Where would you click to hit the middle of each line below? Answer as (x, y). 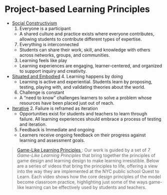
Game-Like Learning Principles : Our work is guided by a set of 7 (83, 150)
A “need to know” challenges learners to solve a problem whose (85, 97)
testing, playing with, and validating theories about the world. (82, 87)
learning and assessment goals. (52, 140)
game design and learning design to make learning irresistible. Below (88, 160)
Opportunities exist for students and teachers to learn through (83, 113)
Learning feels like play (43, 60)
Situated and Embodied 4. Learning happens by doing (67, 76)
